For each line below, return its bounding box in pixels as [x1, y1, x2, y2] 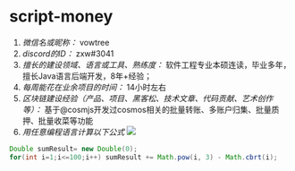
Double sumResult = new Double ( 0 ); [9, 144, 139, 153]
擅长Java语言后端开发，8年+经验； [21, 70, 153, 81]
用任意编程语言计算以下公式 [21, 126, 125, 137]
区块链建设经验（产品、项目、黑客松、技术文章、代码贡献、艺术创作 [21, 92, 274, 104]
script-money [9, 6, 114, 27]
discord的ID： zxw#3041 [21, 47, 114, 59]
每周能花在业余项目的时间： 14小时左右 [21, 81, 167, 92]
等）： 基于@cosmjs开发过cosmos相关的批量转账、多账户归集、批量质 [21, 104, 280, 115]
